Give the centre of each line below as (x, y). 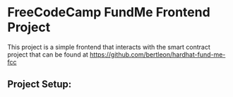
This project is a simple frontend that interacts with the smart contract (109, 47)
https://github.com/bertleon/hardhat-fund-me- (157, 55)
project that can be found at (48, 55)
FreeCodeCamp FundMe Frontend (109, 12)
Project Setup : (40, 85)
